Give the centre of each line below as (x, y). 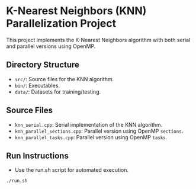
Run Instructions (38, 156)
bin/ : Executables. (37, 85)
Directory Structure (43, 65)
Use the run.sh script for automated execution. (72, 170)
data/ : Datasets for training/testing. (58, 92)
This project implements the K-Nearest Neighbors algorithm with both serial (98, 40)
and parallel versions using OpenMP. (51, 46)
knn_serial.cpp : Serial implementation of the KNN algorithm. (89, 124)
